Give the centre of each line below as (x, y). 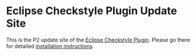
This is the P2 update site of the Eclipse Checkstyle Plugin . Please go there (98, 40)
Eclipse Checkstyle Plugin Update (92, 11)
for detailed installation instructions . (50, 46)
